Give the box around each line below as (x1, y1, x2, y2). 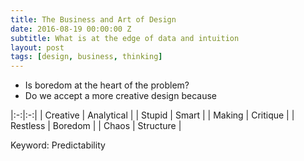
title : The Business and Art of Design (10, 14, 177, 25)
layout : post (10, 42, 65, 53)
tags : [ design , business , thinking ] (10, 52, 163, 62)
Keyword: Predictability (10, 139, 106, 151)
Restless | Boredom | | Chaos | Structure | (10, 120, 182, 132)
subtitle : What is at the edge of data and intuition (10, 33, 240, 43)
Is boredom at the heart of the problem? (24, 79, 190, 91)
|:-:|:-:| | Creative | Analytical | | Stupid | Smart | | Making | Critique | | (10, 109, 295, 121)
